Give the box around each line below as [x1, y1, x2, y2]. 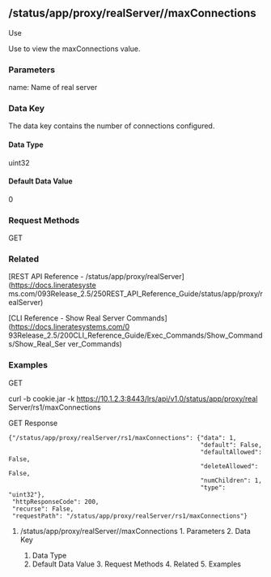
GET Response [8, 418, 58, 428]
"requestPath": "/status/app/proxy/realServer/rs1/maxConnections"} [11, 511, 248, 520]
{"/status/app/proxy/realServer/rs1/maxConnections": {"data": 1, [8, 433, 237, 441]
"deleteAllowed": [200, 462, 259, 470]
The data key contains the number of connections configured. [8, 121, 215, 131]
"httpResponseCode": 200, [11, 497, 100, 506]
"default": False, [200, 441, 263, 449]
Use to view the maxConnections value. [8, 44, 141, 54]
